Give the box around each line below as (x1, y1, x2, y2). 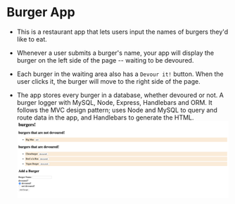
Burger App (6, 4, 75, 20)
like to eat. (16, 34, 47, 43)
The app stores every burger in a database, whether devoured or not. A (16, 91, 224, 99)
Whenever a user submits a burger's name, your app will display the (16, 49, 215, 57)
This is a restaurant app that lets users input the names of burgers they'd (16, 27, 229, 36)
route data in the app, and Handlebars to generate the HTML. (16, 113, 194, 122)
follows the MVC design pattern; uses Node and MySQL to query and (16, 106, 217, 114)
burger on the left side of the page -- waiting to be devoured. (16, 56, 194, 64)
